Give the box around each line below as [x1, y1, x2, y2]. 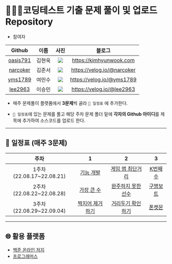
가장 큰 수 [79, 186, 101, 193]
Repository [5, 16, 53, 28]
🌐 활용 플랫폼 [5, 232, 45, 241]
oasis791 [8, 56, 31, 64]
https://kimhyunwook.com [72, 56, 135, 64]
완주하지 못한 [111, 182, 141, 190]
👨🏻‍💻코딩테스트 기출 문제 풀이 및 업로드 [5, 5, 158, 16]
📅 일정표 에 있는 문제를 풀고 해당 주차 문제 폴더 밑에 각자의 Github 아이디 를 [12, 111, 160, 117]
